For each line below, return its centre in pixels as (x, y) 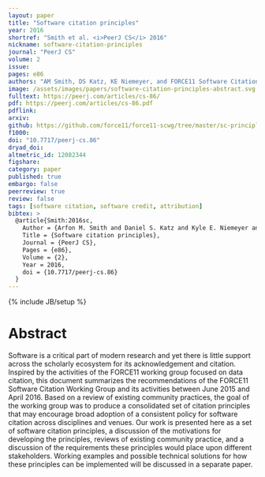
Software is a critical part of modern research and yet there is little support (129, 356)
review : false (32, 199)
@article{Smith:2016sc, (54, 221)
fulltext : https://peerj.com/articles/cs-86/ (84, 96)
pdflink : (22, 111)
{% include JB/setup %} (47, 302)
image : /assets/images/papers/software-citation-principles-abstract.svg (132, 89)
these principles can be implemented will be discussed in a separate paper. (131, 464)
